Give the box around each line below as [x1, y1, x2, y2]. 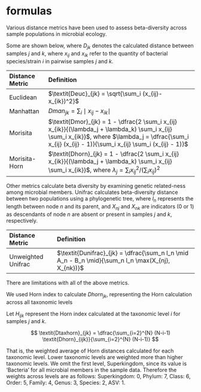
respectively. [6, 217, 38, 224]
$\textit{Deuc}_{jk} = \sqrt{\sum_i [48, 89, 142, 98]
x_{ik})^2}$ [48, 97, 80, 105]
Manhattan [9, 107, 40, 116]
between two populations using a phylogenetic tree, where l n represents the [6, 195, 194, 204]
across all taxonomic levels [6, 298, 73, 306]
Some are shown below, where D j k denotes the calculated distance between [6, 42, 194, 50]
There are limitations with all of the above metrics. [6, 279, 130, 286]
